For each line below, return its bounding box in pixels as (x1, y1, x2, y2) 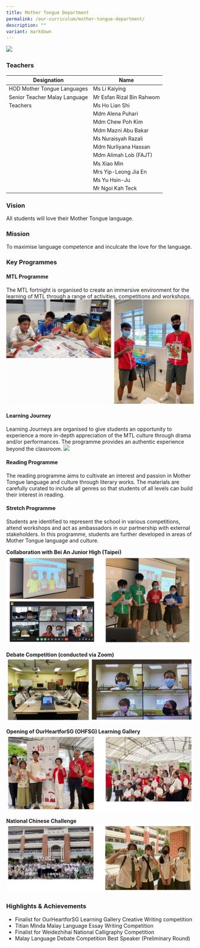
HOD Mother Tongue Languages (8, 85, 88, 92)
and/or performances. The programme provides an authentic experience (6, 438, 185, 445)
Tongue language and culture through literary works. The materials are (6, 478, 180, 486)
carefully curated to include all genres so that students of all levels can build (6, 484, 193, 492)
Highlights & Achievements (6, 902, 87, 910)
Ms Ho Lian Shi (93, 101, 130, 109)
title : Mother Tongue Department (6, 10, 89, 16)
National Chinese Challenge (6, 817, 77, 825)
